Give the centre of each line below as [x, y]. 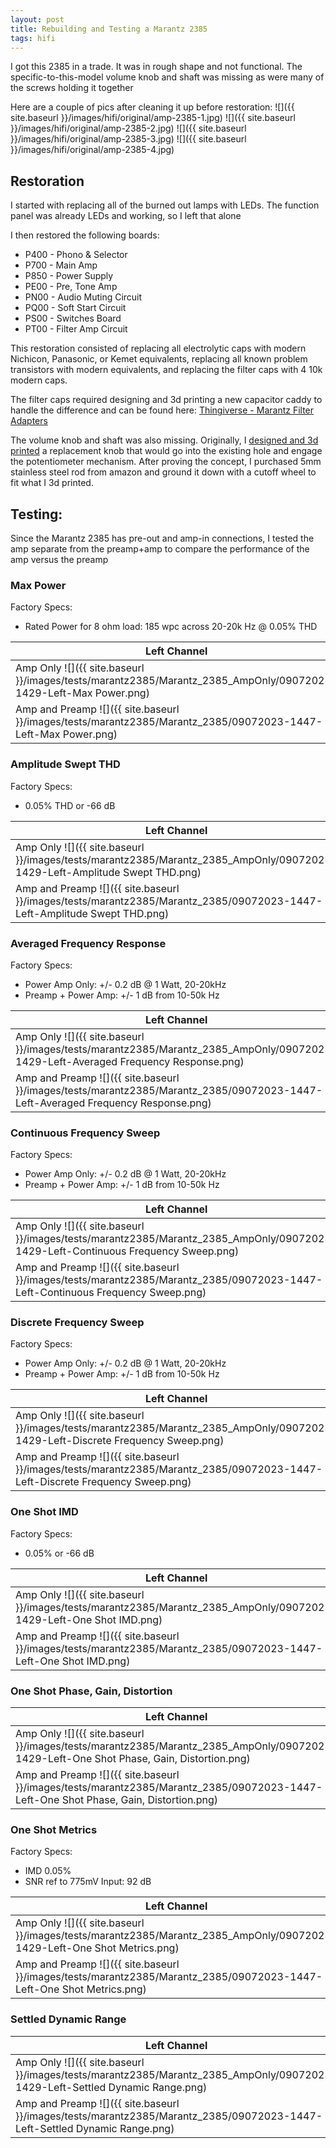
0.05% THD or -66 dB [70, 805]
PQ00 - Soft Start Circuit [75, 308]
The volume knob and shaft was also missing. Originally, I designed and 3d [164, 440]
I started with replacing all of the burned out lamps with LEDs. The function [165, 205]
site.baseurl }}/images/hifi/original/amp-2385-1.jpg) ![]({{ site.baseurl [153, 118]
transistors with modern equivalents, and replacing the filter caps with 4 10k [166, 370]
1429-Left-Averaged [66, 1061]
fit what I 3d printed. [52, 483]
